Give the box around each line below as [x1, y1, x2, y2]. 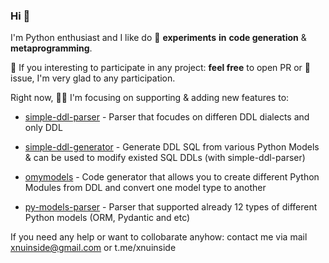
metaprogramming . [10, 42, 93, 54]
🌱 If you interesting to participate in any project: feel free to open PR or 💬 [10, 62, 311, 74]
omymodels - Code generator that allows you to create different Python [24, 171, 320, 183]
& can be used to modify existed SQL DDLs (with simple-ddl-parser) [24, 152, 306, 164]
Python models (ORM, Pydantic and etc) [24, 212, 191, 224]
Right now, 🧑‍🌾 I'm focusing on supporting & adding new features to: [10, 92, 290, 104]
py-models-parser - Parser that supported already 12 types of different [24, 201, 318, 213]
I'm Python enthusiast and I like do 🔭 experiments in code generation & [10, 32, 307, 44]
